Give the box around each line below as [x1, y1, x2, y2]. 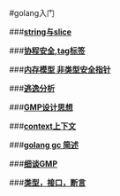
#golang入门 [9, 8, 55, 18]
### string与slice [9, 27, 72, 37]
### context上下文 [9, 121, 77, 131]
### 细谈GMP [9, 159, 58, 169]
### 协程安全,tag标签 [9, 45, 86, 56]
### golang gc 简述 [9, 140, 79, 150]
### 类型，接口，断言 [9, 177, 86, 188]
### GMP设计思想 [9, 102, 73, 113]
